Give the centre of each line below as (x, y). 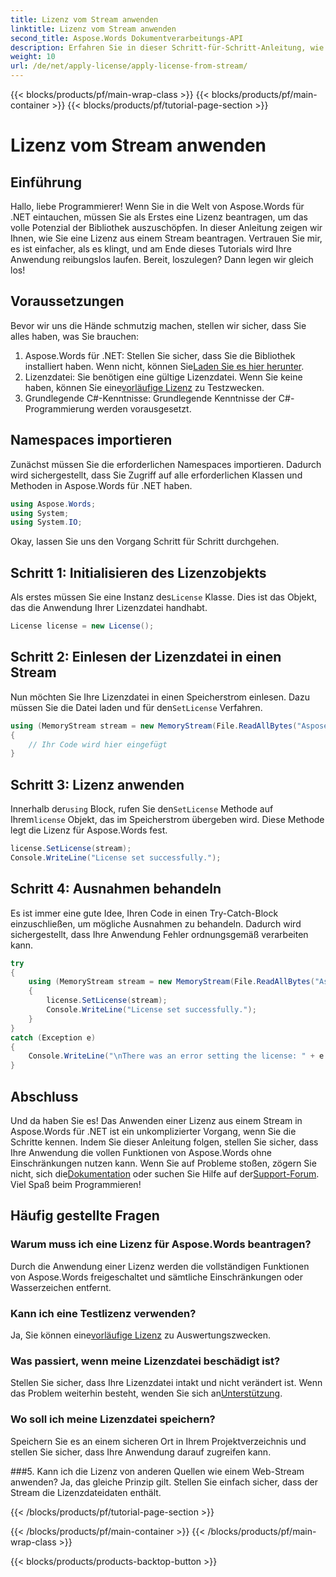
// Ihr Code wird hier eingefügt (98, 744)
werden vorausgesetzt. (144, 408)
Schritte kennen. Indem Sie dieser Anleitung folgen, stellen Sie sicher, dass (164, 1142)
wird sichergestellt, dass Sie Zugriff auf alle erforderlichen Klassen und (156, 475)
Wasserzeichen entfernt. (61, 1287)
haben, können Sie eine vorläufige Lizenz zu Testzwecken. (144, 387)
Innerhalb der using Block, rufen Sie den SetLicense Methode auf (142, 809)
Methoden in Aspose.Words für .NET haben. (101, 485)
